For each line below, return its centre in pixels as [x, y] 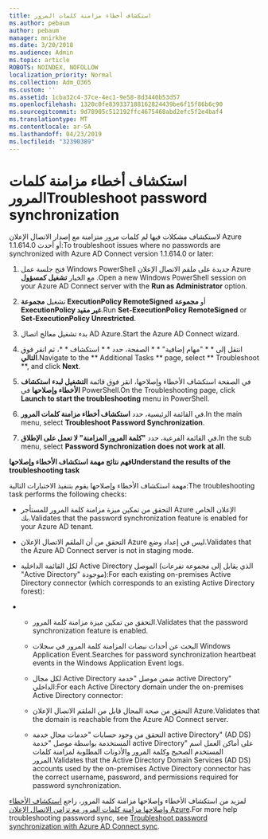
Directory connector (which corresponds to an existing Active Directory [138, 583]
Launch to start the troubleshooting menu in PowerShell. [115, 398]
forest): [33, 591]
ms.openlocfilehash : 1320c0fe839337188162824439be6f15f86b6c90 [116, 104]
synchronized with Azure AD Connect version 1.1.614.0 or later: [111, 254]
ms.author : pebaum [39, 23]
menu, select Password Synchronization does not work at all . [123, 446]
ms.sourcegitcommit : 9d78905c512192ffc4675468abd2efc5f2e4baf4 [116, 112]
